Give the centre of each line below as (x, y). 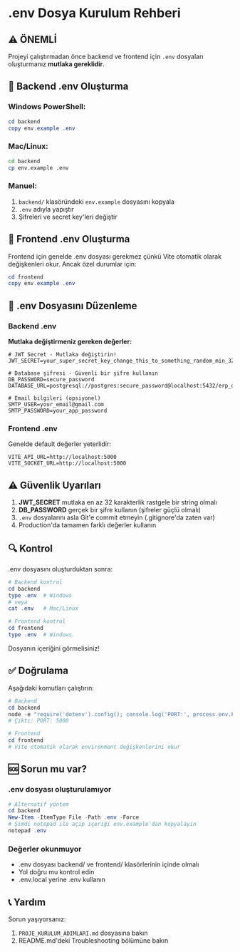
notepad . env (27, 831)
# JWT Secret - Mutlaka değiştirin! (62, 355)
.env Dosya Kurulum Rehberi (94, 13)
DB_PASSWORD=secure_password (51, 380)
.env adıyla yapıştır (46, 209)
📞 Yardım (27, 902)
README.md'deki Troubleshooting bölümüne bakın (93, 941)
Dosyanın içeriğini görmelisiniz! (54, 648)
